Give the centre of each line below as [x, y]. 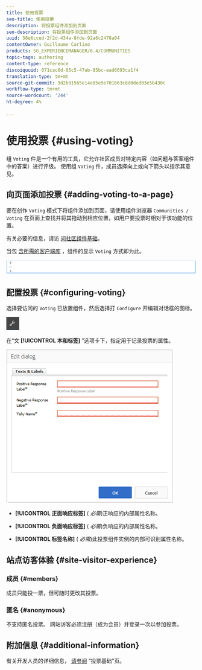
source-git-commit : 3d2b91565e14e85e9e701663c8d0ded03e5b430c [86, 83]
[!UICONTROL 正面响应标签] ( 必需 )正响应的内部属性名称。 [88, 514]
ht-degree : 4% [24, 102]
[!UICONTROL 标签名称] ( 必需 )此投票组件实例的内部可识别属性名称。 [101, 539]
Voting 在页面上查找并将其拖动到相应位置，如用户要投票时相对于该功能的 [97, 218]
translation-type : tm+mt [37, 76]
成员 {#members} [33, 578]
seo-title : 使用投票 [30, 19]
